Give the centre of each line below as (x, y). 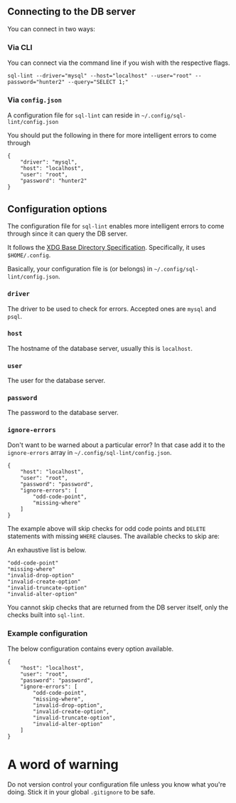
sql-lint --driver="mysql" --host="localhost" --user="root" (100, 76)
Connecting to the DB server (72, 12)
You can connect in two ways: (52, 28)
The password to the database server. (63, 413)
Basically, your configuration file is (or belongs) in (80, 269)
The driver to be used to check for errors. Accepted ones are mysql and (112, 308)
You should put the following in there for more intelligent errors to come (112, 135)
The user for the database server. (57, 381)
